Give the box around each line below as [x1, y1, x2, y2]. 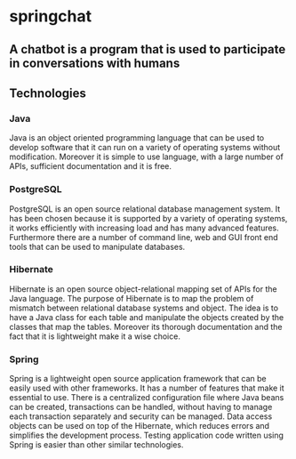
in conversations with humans [9, 55, 180, 70]
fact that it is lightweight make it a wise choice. [9, 331, 180, 342]
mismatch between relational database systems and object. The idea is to [9, 302, 278, 313]
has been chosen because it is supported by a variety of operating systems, [9, 213, 288, 223]
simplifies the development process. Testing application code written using [9, 430, 284, 441]
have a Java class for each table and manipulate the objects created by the [9, 311, 284, 322]
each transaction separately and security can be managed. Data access [9, 411, 273, 422]
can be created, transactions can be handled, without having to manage [9, 402, 273, 413]
